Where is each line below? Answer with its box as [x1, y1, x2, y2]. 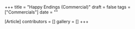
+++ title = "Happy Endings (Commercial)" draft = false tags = [4, 4, 131, 10]
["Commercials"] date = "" [4, 9, 58, 15]
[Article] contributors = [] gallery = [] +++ [4, 19, 89, 24]
